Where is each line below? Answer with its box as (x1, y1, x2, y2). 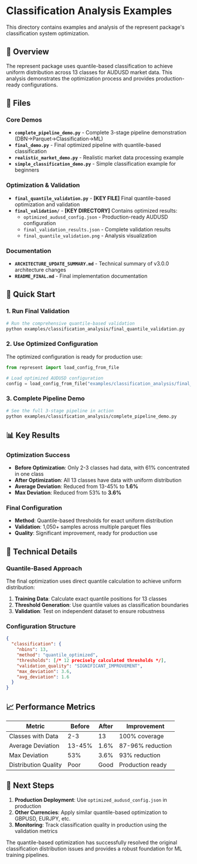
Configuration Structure (6, 623, 76, 631)
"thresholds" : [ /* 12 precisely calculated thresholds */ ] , (16, 657, 167, 663)
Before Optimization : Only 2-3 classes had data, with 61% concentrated (14, 464, 190, 471)
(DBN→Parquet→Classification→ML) (14, 135, 104, 142)
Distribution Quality (9, 761, 62, 769)
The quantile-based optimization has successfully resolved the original (6, 839, 178, 846)
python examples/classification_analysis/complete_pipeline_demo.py (6, 413, 177, 419)
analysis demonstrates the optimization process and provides (6, 75, 155, 82)
